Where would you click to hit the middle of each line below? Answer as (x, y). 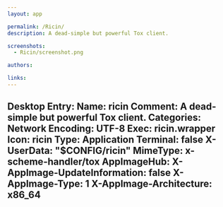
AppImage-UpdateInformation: (77, 173)
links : (17, 78)
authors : (20, 65)
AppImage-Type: (45, 184)
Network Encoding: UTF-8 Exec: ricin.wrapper (111, 129)
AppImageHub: (136, 162)
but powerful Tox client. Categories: (120, 118)
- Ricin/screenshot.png (48, 53)
